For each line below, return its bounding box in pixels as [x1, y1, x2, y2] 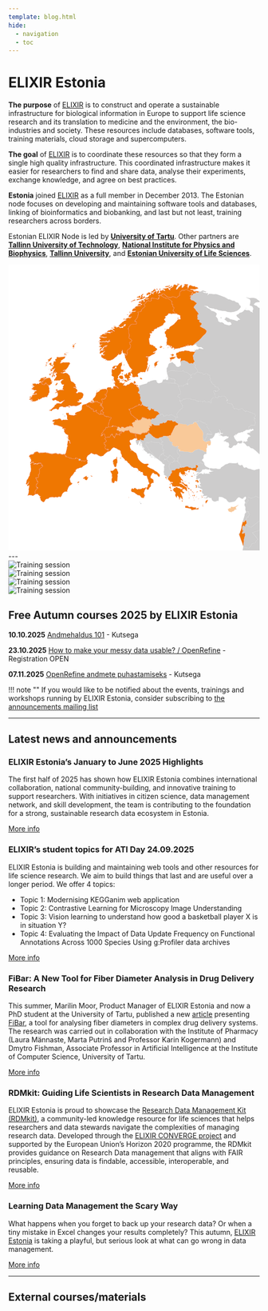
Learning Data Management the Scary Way [8, 1201, 179, 1212]
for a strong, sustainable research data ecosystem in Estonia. [8, 809, 210, 818]
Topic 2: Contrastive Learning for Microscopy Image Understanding [19, 903, 242, 913]
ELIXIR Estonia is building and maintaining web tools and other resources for [8, 862, 259, 872]
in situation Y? [19, 920, 67, 929]
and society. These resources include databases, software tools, [42, 126, 255, 135]
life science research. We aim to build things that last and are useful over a [8, 870, 254, 880]
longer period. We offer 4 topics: [8, 879, 116, 889]
